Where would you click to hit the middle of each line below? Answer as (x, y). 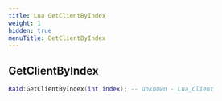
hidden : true (30, 30)
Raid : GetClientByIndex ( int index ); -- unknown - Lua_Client (111, 89)
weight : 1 (25, 23)
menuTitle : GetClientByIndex (57, 38)
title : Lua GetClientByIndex (57, 16)
